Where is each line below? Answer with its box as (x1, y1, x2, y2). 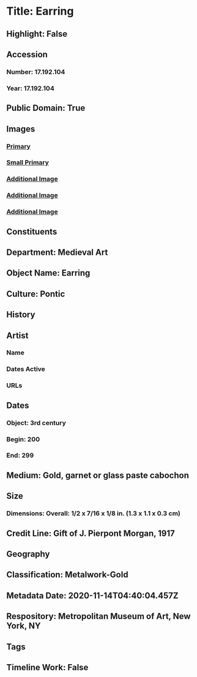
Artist (6, 330, 29, 340)
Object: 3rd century (6, 419, 66, 427)
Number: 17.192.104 (6, 67, 65, 76)
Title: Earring (6, 4, 74, 18)
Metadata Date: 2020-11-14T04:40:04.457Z (6, 590, 179, 601)
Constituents (6, 226, 58, 236)
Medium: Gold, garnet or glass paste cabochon (6, 470, 190, 480)
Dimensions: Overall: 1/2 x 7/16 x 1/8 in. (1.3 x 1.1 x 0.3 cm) (6, 509, 180, 518)
